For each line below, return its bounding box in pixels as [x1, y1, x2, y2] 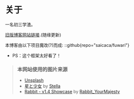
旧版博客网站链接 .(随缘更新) [5, 32, 61, 38]
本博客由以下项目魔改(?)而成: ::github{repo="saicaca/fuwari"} [5, 42, 130, 48]
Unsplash [24, 78, 44, 83]
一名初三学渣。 [5, 21, 35, 27]
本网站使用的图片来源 [17, 66, 68, 73]
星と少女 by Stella [24, 83, 60, 89]
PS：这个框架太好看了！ [12, 52, 61, 59]
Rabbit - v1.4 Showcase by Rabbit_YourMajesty [24, 89, 120, 95]
